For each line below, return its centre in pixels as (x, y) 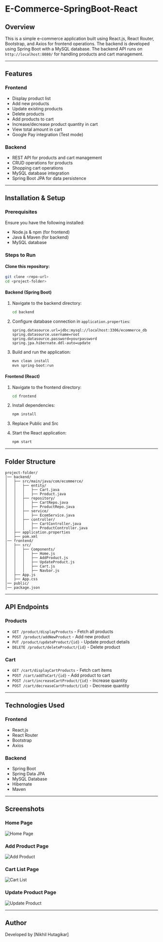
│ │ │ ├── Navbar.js (32, 571)
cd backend (23, 312)
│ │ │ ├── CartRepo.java (37, 503)
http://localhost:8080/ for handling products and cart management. (74, 54)
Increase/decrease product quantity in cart (55, 124)
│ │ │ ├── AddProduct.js (37, 558)
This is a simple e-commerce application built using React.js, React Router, (80, 38)
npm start (22, 442)
